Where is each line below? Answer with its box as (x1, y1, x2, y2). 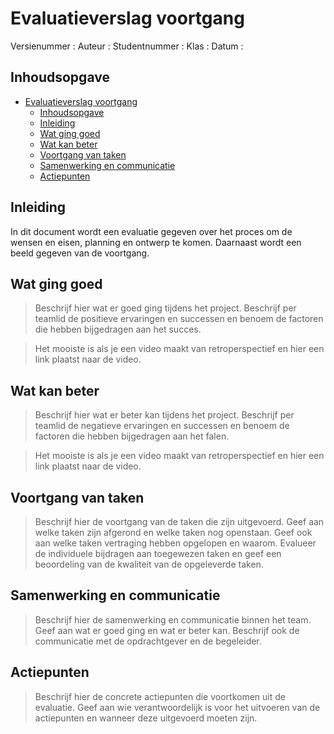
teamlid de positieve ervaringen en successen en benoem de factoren (34, 313, 324, 325)
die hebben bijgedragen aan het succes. (34, 323, 202, 336)
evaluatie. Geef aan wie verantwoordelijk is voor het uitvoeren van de (34, 701, 321, 713)
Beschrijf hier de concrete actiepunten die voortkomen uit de (34, 690, 286, 702)
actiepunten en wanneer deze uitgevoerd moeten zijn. (34, 712, 258, 724)
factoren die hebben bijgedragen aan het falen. (34, 430, 230, 442)
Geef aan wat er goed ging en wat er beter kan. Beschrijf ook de (34, 624, 300, 636)
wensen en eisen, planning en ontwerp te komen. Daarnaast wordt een (10, 236, 302, 248)
